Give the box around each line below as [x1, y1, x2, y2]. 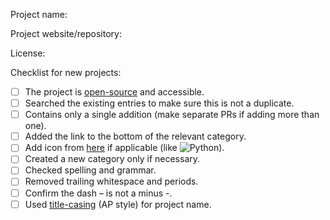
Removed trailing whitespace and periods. [24, 175, 199, 188]
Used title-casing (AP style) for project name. [24, 198, 212, 210]
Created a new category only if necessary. [24, 153, 201, 165]
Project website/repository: [10, 28, 122, 39]
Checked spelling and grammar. [24, 164, 157, 176]
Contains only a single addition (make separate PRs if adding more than [24, 109, 320, 121]
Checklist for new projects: [10, 67, 122, 78]
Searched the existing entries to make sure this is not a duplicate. [24, 97, 295, 109]
